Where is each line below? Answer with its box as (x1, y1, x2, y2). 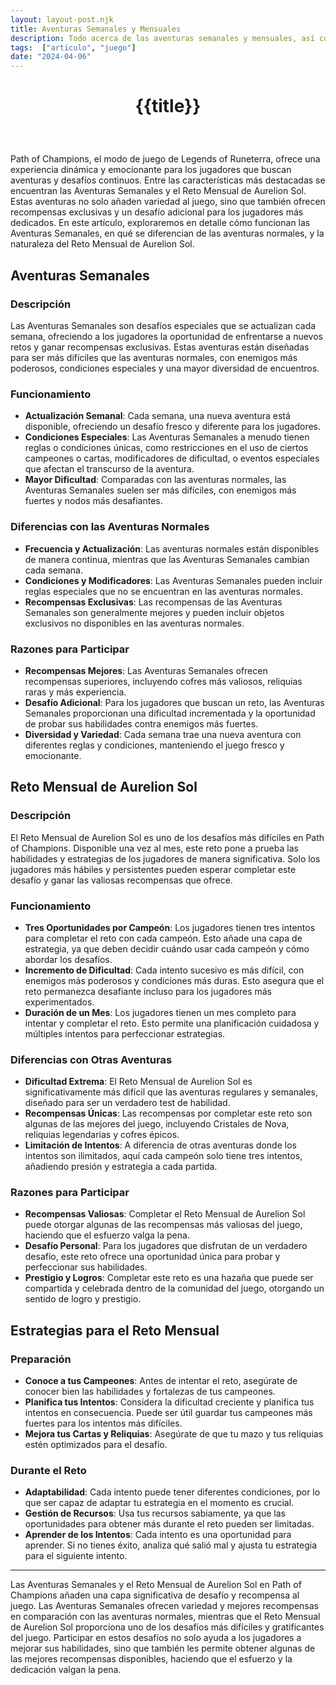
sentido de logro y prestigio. (24, 1293, 142, 1305)
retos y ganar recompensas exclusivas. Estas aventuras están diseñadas (10, 341, 310, 353)
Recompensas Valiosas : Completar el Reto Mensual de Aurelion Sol (24, 1208, 306, 1220)
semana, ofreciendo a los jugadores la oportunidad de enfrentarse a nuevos (10, 331, 323, 342)
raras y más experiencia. (24, 686, 127, 698)
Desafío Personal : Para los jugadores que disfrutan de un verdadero (24, 1240, 308, 1252)
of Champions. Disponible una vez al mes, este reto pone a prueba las (10, 842, 299, 854)
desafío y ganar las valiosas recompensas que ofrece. (10, 874, 233, 886)
